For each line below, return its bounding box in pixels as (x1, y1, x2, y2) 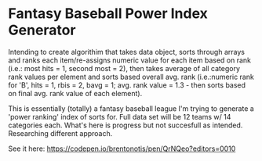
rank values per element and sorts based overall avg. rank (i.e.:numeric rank (8, 72, 255, 81)
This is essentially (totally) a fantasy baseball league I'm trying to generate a (8, 103, 255, 113)
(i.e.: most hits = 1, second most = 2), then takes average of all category (8, 63, 241, 73)
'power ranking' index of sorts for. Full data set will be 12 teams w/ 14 (8, 112, 231, 121)
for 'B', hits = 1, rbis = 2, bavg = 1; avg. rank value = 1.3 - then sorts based (8, 80, 246, 90)
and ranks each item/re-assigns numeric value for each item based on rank (8, 55, 251, 65)
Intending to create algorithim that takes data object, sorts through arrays (8, 47, 246, 56)
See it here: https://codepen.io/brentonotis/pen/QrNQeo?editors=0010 (8, 144, 236, 153)
